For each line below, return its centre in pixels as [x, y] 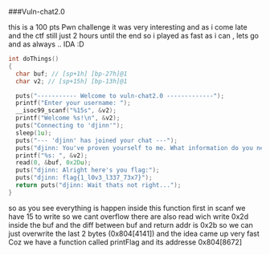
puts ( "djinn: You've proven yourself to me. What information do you [134, 148]
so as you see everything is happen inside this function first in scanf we [127, 208]
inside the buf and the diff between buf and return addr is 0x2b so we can [131, 225]
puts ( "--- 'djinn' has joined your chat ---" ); [97, 140]
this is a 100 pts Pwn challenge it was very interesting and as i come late [128, 27]
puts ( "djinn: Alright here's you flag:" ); [88, 170]
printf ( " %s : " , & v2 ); [52, 156]
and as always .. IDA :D [46, 44]
